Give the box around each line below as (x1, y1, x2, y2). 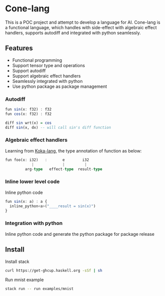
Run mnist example (5, 277, 44, 283)
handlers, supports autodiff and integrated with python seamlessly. (5, 30, 141, 36)
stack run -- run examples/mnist (5, 287, 74, 292)
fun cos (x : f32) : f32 (5, 111, 52, 116)
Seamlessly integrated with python (12, 78, 83, 84)
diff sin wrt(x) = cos (5, 120, 52, 125)
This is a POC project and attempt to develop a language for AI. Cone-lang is (5, 19, 161, 25)
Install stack (5, 259, 30, 264)
